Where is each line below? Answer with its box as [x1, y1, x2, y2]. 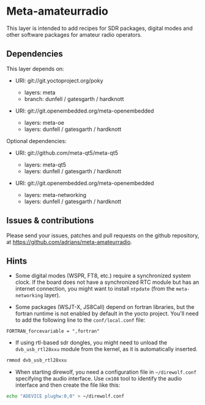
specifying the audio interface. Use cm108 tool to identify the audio [15, 375, 182, 382]
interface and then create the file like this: [15, 381, 121, 389]
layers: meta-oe [24, 119, 64, 126]
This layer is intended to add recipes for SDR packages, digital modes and [6, 24, 193, 32]
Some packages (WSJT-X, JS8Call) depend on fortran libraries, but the [15, 303, 195, 311]
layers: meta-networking [24, 191, 87, 198]
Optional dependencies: [6, 137, 67, 144]
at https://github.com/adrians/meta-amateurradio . [6, 238, 133, 245]
